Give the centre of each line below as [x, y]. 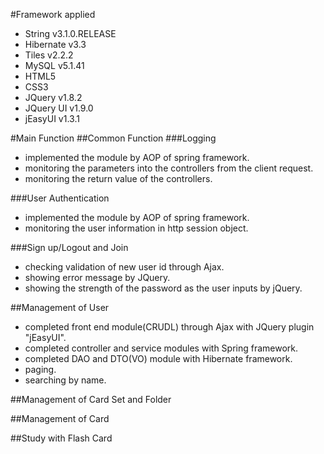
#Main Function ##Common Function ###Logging [113, 138]
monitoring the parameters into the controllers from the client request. [169, 168]
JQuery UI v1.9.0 [59, 108]
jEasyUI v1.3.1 [52, 118]
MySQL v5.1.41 [54, 65]
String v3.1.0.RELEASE [70, 33]
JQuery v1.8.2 [53, 97]
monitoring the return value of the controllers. [118, 178]
